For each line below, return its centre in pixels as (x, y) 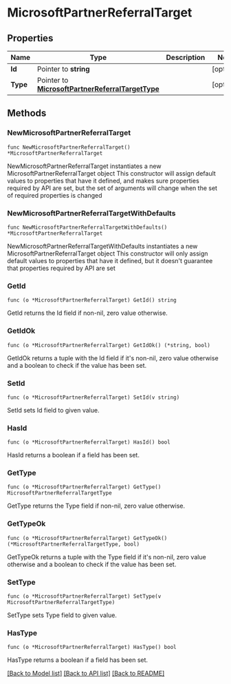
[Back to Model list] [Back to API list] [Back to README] (86, 674)
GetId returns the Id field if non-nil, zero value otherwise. (88, 313)
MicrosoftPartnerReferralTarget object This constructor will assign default (112, 173)
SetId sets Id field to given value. (53, 410)
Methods (27, 113)
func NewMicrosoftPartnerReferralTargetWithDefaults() (87, 227)
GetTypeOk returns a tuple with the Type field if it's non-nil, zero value (107, 557)
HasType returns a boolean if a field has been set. (78, 660)
